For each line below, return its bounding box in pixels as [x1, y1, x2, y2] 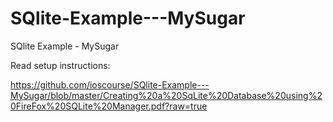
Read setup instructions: [10, 59, 111, 71]
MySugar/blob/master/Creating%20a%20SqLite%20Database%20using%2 [10, 89, 323, 101]
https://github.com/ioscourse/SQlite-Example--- [10, 78, 210, 91]
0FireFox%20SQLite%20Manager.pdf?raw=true [10, 100, 208, 112]
